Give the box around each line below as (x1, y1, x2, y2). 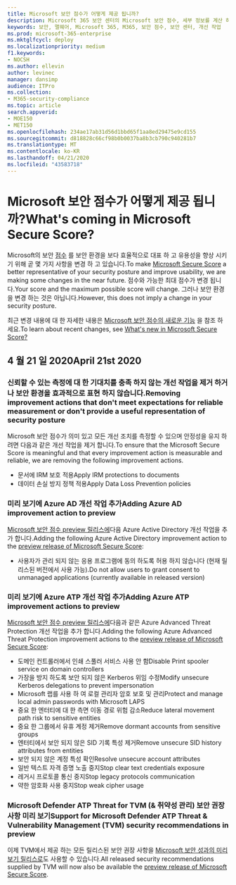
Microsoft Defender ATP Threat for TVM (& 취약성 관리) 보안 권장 (7, 800, 225, 810)
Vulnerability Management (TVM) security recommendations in (7, 820, 230, 830)
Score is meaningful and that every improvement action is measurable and (7, 449, 223, 457)
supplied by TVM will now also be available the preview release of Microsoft (7, 862, 228, 871)
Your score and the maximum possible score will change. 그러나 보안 (14, 285, 212, 293)
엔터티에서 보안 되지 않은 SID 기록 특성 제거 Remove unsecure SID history (17, 738, 222, 747)
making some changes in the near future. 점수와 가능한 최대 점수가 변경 (7, 276, 209, 284)
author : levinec (7, 69, 55, 76)
